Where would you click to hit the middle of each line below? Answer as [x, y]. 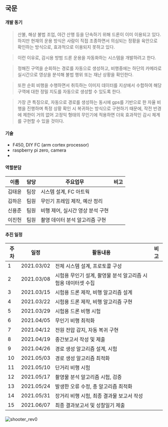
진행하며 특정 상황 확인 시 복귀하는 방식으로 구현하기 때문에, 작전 [89, 108]
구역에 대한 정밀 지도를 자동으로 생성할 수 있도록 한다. [69, 91]
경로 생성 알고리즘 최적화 [82, 358]
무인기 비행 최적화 [75, 321]
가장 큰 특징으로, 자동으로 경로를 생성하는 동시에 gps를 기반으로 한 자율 [86, 102]
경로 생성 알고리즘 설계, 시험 [86, 349]
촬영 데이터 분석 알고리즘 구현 [73, 220]
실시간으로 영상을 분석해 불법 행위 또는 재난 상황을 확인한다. [75, 74]
